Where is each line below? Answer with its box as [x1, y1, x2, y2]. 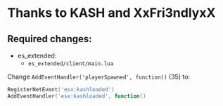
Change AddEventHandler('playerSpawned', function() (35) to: [7, 72, 191, 81]
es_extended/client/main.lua [27, 60, 114, 67]
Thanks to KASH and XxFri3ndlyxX [7, 5, 216, 21]
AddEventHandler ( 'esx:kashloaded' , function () [7, 93, 146, 100]
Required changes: [7, 33, 93, 45]
